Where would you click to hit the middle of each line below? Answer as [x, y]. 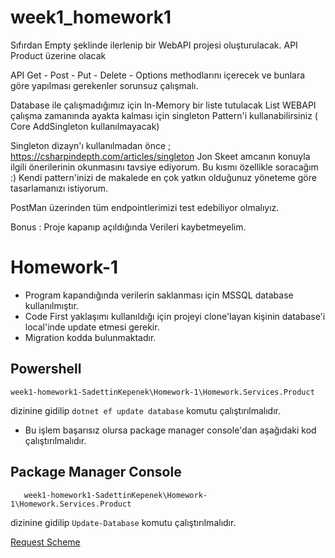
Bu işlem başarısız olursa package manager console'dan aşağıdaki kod [170, 430]
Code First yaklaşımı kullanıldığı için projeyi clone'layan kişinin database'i [175, 316]
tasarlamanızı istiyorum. [59, 188]
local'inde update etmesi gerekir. [92, 327]
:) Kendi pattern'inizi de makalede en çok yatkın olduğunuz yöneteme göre [163, 177]
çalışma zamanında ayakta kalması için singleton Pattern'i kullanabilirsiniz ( [164, 115]
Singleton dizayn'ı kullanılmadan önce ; [91, 145]
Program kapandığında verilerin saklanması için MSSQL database [159, 295]
